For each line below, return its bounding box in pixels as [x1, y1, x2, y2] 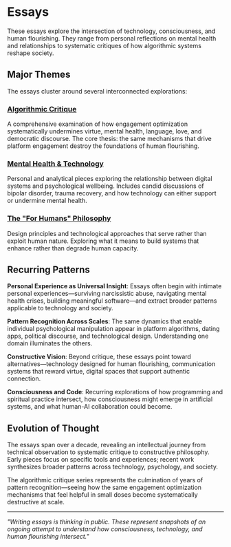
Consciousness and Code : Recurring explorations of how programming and [7, 388, 223, 396]
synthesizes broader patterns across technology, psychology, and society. [7, 462, 219, 471]
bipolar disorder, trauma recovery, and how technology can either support [7, 189, 217, 197]
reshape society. [7, 49, 54, 57]
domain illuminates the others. [7, 339, 93, 347]
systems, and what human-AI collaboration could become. [7, 403, 173, 411]
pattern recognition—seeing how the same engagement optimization [7, 483, 201, 492]
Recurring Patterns [7, 264, 91, 276]
